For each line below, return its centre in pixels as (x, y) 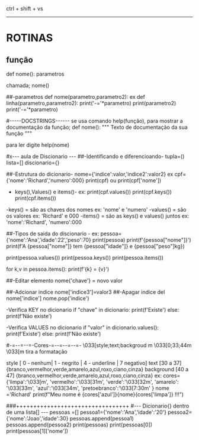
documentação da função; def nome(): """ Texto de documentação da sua (97, 127)
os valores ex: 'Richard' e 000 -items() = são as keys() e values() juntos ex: (98, 216)
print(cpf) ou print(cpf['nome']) (123, 180)
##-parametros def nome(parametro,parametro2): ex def (76, 97)
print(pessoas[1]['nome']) (37, 431)
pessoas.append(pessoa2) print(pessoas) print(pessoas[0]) (79, 425)
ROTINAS (30, 38)
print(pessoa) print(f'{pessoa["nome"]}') (142, 240)
